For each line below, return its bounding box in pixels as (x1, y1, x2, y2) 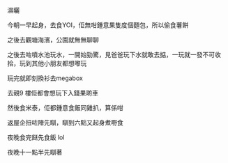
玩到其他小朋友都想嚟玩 (19, 59, 87, 68)
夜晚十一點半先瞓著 (7, 148, 63, 156)
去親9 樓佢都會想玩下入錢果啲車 (7, 89, 99, 97)
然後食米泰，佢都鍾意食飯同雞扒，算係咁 (7, 104, 123, 111)
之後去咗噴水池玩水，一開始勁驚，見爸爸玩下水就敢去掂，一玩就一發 (7, 51, 203, 59)
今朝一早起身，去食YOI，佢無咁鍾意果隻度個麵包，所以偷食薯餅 (7, 21, 189, 29)
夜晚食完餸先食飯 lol (7, 133, 65, 141)
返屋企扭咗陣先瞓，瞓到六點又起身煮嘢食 (7, 118, 123, 127)
